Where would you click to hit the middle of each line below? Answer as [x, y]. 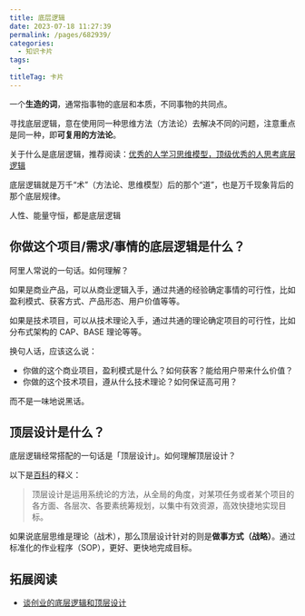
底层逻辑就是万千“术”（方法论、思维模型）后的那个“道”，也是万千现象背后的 [152, 184]
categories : [32, 43]
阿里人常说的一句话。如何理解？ [69, 270]
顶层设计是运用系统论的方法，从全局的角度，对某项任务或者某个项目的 [163, 494]
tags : [20, 60]
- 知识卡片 [35, 52]
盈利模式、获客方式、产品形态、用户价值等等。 [97, 301]
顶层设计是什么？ [57, 432]
